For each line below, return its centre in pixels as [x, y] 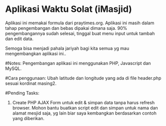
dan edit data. [19, 39]
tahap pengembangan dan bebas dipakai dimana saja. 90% [66, 28]
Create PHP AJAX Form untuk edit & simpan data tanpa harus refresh [83, 102]
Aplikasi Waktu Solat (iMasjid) [69, 9]
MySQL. [13, 68]
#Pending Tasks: [22, 93]
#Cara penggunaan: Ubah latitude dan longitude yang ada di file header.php [83, 78]
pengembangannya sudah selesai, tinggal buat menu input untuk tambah [80, 33]
